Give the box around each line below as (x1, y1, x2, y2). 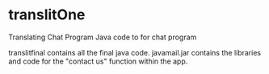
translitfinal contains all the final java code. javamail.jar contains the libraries (8, 47, 261, 57)
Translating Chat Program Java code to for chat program (8, 32, 197, 42)
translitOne (8, 6, 86, 24)
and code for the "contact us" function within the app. (8, 56, 188, 66)
